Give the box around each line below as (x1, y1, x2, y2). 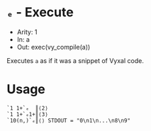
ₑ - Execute (6, 4, 74, 21)
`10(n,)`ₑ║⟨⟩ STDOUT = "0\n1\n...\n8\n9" (6, 117, 131, 124)
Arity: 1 (16, 28, 38, 36)
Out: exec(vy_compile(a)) (16, 42, 91, 51)
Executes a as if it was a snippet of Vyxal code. (6, 56, 145, 64)
